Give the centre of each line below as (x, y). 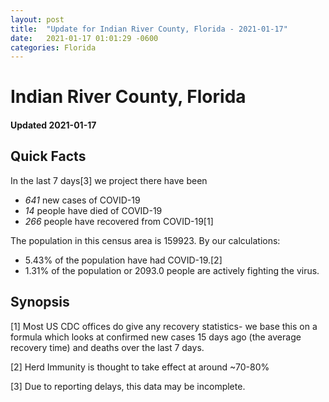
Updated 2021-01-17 (53, 125)
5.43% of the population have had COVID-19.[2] (123, 260)
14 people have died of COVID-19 (93, 210)
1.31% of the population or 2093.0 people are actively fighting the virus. (172, 270)
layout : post (37, 19)
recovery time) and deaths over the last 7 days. (107, 347)
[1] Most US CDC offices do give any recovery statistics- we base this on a (164, 326)
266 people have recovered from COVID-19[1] (119, 221)
